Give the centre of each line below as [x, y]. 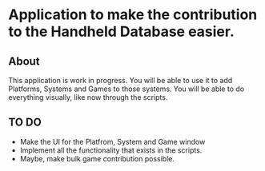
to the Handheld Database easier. [121, 32]
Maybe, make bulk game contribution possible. [97, 158]
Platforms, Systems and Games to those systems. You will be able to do [126, 89]
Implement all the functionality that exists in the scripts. [111, 150]
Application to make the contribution [133, 15]
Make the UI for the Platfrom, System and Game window [112, 141]
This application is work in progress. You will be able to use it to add [120, 80]
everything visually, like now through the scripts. [88, 97]
